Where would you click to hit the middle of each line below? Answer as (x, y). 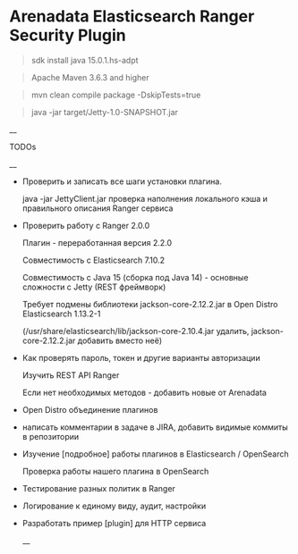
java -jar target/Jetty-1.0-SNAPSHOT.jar (105, 112)
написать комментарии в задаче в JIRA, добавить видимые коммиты (155, 427)
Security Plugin (68, 35)
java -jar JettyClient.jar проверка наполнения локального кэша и (145, 198)
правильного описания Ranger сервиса (98, 208)
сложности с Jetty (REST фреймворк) (94, 287)
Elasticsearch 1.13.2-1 (61, 314)
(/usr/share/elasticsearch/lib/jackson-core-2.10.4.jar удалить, (136, 331)
